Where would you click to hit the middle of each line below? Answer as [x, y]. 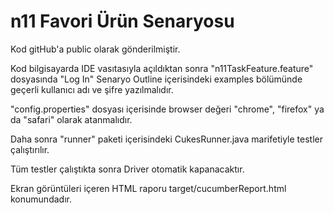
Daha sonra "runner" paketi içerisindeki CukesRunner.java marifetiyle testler [166, 139]
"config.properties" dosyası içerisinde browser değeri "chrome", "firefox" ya [167, 109]
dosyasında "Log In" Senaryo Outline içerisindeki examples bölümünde [156, 79]
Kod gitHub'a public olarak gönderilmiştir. [95, 49]
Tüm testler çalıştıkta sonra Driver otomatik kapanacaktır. [127, 169]
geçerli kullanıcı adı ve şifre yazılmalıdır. [92, 89]
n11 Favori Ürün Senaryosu [122, 21]
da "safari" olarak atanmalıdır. [71, 119]
